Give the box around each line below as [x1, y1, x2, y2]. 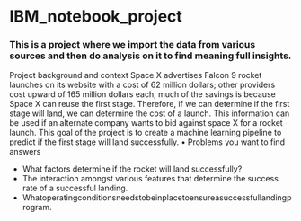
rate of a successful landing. [22, 182, 128, 194]
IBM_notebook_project [9, 6, 182, 27]
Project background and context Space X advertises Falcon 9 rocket [9, 70, 262, 81]
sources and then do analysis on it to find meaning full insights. [9, 49, 292, 62]
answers [9, 146, 41, 157]
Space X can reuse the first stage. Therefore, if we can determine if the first [9, 99, 290, 110]
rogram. [22, 202, 52, 213]
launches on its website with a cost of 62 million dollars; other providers [9, 79, 276, 91]
